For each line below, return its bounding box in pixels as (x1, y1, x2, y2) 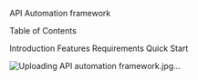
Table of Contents (9, 25, 78, 35)
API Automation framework (9, 8, 111, 18)
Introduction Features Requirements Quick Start (9, 43, 189, 54)
